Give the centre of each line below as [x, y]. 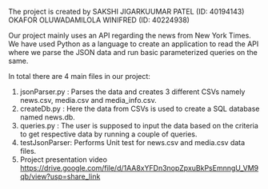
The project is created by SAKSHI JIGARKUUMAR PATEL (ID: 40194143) [126, 12]
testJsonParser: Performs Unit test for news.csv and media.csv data [132, 142]
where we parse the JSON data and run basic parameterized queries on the [133, 52]
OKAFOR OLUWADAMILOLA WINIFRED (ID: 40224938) [99, 20]
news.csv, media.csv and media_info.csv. [88, 100]
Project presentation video [64, 159]
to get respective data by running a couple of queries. [108, 134]
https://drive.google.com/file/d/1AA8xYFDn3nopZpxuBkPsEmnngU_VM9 [139, 168]
